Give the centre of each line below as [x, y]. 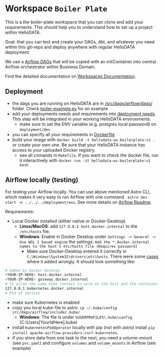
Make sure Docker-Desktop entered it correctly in [77, 251]
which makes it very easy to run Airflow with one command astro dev [76, 197]
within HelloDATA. [23, 32]
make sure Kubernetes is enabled [46, 302]
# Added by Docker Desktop [32, 270]
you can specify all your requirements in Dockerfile [63, 134]
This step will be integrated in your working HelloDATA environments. [82, 119]
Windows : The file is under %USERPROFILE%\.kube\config [76, 317]
